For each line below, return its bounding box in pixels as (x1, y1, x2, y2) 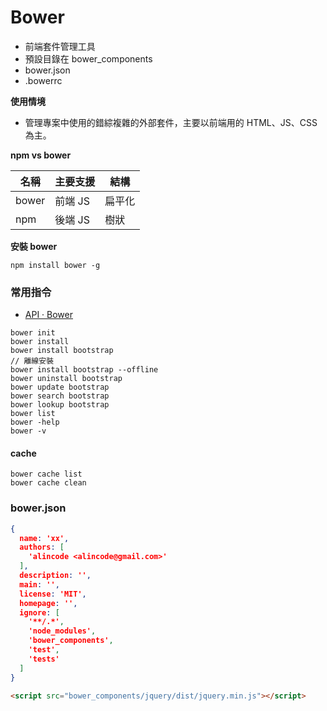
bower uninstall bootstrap (10, 374, 123, 384)
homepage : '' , (19, 598, 78, 608)
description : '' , (19, 571, 92, 581)
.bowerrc (24, 74, 63, 86)
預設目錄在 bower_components (24, 52, 153, 65)
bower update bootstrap (10, 382, 110, 393)
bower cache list (10, 469, 83, 480)
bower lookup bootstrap (10, 400, 110, 410)
